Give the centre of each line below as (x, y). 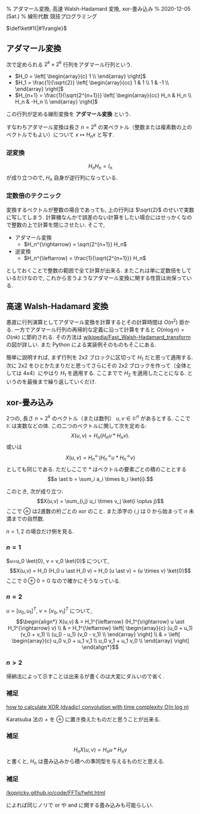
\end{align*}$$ (100, 647)
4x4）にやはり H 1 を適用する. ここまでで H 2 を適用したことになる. (104, 374)
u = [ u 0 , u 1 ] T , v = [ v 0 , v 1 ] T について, (49, 611)
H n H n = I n (100, 167)
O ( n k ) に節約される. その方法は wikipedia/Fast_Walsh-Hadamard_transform (99, 337)
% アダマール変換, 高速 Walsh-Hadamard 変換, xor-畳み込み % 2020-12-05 (99, 9)
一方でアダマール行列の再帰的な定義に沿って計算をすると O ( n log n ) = (99, 329)
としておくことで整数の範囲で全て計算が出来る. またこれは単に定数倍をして (99, 271)
